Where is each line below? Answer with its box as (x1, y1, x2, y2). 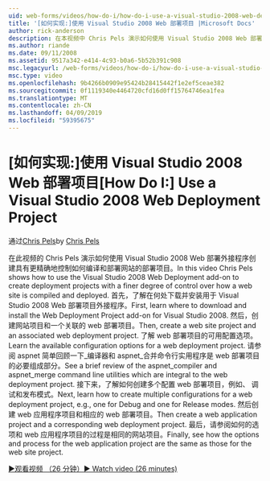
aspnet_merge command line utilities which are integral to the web (8, 369, 228, 379)
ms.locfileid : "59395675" (8, 117, 95, 125)
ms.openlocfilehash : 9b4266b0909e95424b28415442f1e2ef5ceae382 (8, 79, 225, 87)
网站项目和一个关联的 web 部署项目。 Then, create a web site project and (14, 320, 257, 330)
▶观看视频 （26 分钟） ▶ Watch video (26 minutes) (8, 463, 178, 473)
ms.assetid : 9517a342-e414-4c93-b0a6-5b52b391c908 (8, 57, 182, 65)
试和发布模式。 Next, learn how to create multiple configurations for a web (8, 389, 253, 399)
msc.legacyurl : (8, 64, 59, 72)
